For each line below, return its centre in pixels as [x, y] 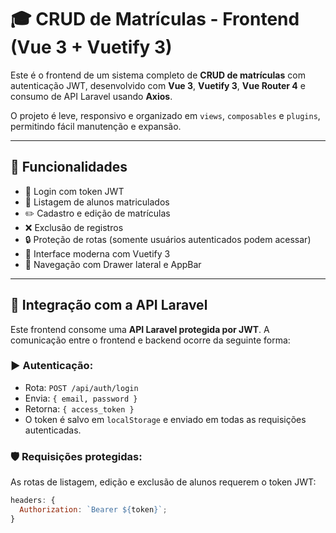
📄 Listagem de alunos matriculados [97, 202]
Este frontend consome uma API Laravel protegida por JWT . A [140, 329]
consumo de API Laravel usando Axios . [91, 96]
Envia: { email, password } [81, 398]
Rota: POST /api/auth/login [81, 387]
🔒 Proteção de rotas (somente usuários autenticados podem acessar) [168, 239]
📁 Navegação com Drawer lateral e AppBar [113, 264]
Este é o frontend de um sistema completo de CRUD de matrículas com [158, 75]
